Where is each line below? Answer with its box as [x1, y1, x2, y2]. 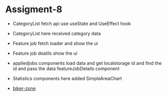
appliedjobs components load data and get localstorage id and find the [12, 60, 162, 66]
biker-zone [12, 85, 36, 91]
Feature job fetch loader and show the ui [12, 40, 98, 46]
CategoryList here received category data [12, 30, 101, 36]
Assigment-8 [5, 4, 63, 15]
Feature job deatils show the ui [12, 50, 78, 56]
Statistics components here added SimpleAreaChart [12, 75, 122, 81]
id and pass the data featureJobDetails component [12, 65, 120, 71]
